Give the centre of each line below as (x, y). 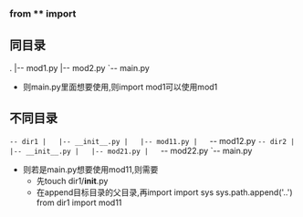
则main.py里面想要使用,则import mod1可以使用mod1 (120, 87)
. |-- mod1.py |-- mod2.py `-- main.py (80, 67)
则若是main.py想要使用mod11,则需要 (90, 169)
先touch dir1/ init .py (72, 181)
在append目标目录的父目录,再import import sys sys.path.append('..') (165, 192)
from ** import (43, 14)
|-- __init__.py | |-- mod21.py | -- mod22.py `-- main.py (131, 150)
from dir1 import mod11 (79, 202)
